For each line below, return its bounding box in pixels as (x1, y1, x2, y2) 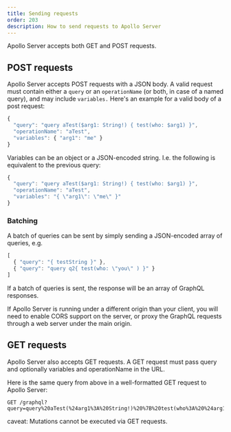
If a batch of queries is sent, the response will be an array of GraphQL (7, 284, 205, 292)
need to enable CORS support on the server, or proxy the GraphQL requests (7, 311, 222, 320)
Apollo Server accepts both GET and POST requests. (7, 42, 157, 50)
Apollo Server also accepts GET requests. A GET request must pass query (7, 358, 217, 366)
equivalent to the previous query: (7, 161, 101, 169)
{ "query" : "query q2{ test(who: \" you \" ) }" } (13, 265, 155, 272)
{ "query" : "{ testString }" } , (13, 259, 107, 266)
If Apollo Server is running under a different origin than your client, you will (7, 305, 219, 313)
